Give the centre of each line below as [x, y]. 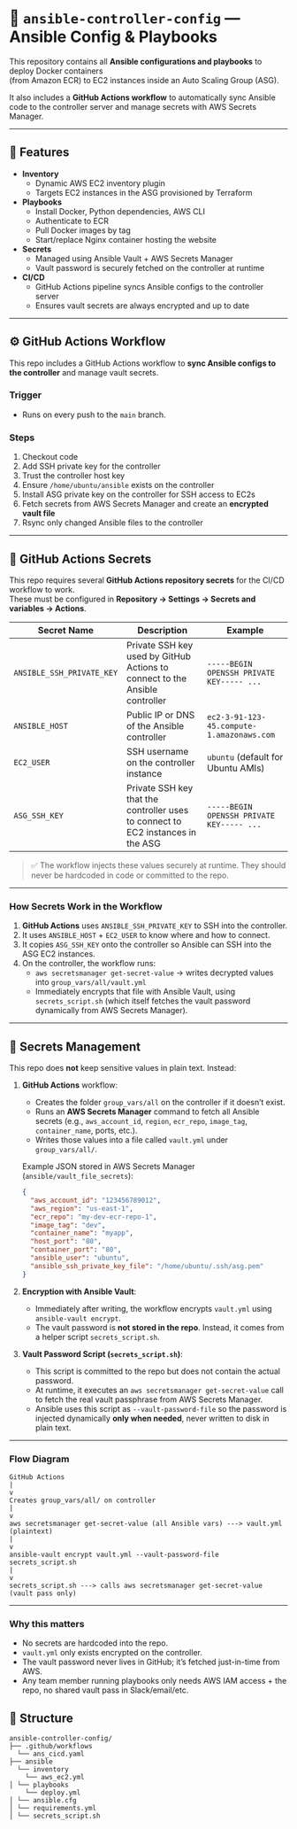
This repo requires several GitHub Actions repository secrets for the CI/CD [147, 580]
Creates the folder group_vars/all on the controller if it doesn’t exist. [160, 1103]
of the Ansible [156, 725]
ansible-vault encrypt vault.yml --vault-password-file [114, 1554]
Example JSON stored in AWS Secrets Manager [109, 1166]
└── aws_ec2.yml [55, 1778]
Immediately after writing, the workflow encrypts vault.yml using [153, 1308]
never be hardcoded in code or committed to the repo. [130, 875]
